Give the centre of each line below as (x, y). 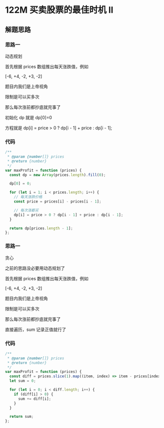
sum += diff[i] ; (34, 399)
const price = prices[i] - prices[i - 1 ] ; (58, 202)
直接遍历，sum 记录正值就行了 (36, 329)
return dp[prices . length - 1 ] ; (41, 228)
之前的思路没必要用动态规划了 (35, 268)
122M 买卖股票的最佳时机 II (59, 10)
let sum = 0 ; (23, 381)
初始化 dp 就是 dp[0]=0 (29, 117)
